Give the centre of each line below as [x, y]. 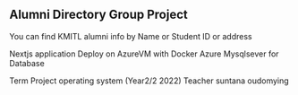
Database [27, 63]
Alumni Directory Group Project [98, 15]
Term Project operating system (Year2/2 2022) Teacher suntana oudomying [149, 81]
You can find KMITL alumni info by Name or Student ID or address [131, 36]
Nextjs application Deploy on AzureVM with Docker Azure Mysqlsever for [144, 54]
